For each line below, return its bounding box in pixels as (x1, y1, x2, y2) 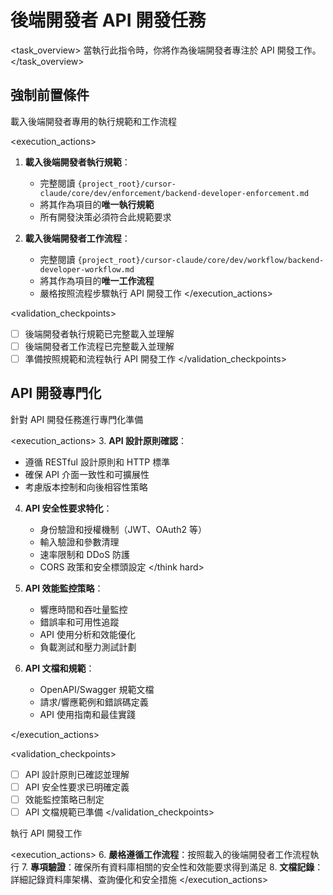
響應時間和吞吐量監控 (39, 603, 128, 615)
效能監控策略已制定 (24, 793, 105, 805)
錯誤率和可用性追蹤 (39, 616, 120, 628)
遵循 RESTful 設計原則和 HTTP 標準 (24, 456, 171, 468)
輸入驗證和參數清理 (39, 536, 120, 548)
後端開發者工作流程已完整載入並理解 (24, 340, 175, 352)
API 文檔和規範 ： (24, 662, 95, 674)
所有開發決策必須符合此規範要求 (39, 211, 172, 223)
